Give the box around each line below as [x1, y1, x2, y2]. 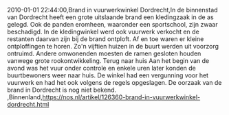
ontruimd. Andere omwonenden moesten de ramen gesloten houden [7, 49, 201, 57]
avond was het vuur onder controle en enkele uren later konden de [7, 64, 196, 72]
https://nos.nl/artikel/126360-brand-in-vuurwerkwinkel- [42, 93, 201, 101]
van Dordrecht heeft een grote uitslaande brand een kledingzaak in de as [7, 13, 215, 21]
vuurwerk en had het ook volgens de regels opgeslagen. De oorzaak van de [7, 79, 222, 86]
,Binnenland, [7, 93, 43, 101]
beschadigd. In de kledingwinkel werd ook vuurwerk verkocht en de [7, 27, 199, 36]
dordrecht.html [7, 101, 50, 108]
